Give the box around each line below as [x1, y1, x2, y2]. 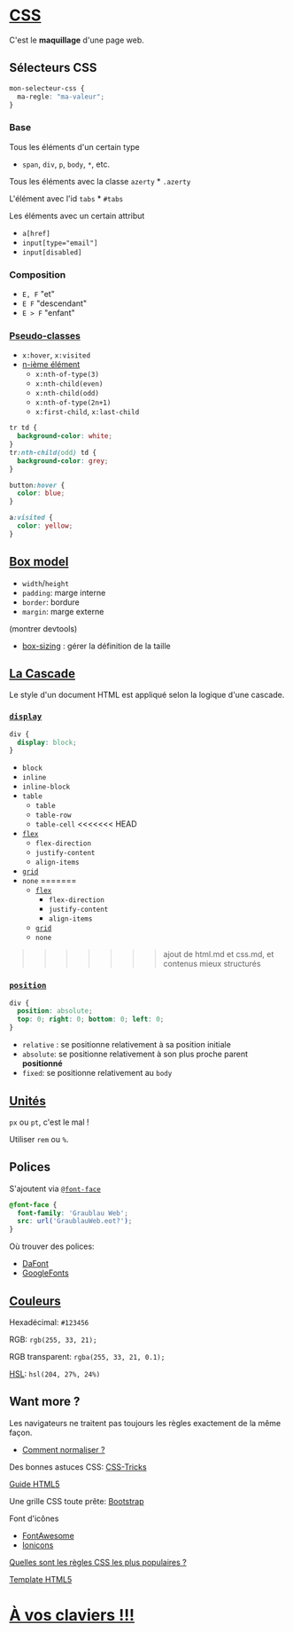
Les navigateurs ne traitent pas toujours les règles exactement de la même [9, 1417, 281, 1428]
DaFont [21, 1259, 49, 1269]
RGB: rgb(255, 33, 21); [9, 1334, 97, 1345]
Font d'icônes [9, 1513, 59, 1524]
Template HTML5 [9, 1573, 73, 1584]
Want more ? [9, 1394, 81, 1409]
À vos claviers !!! [9, 1605, 135, 1626]
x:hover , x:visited [21, 349, 91, 360]
